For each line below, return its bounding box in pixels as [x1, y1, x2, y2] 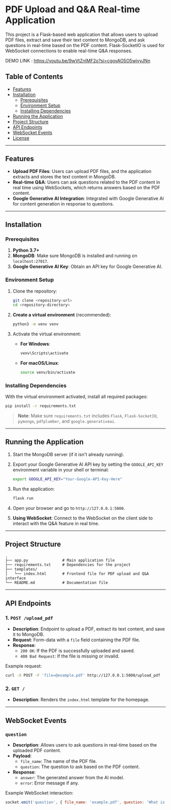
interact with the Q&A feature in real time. [12, 520, 100, 526]
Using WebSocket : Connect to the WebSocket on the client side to [12, 515, 153, 521]
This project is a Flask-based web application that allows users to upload [5, 31, 158, 37]
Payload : [12, 753, 32, 759]
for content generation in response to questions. [12, 200, 115, 207]
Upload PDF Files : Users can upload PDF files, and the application [12, 168, 152, 174]
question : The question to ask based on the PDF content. [20, 763, 140, 770]
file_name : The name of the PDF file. [20, 758, 97, 764]
